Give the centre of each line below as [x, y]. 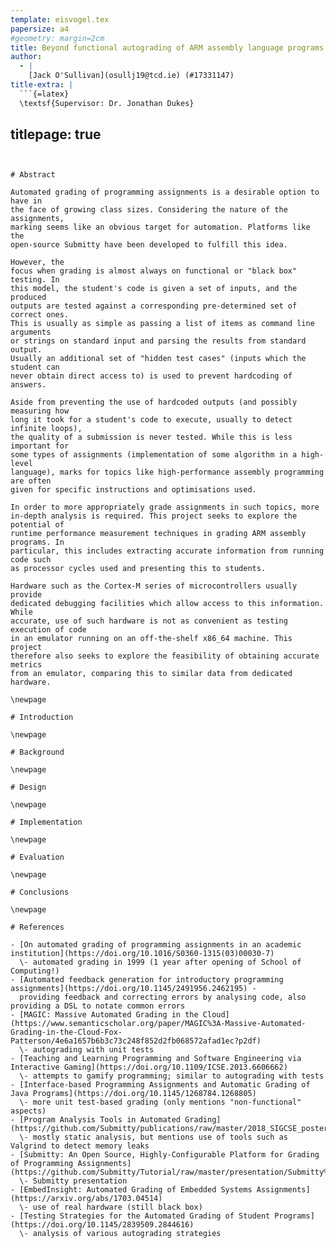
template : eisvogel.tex [60, 19]
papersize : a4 [40, 29]
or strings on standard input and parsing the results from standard [158, 341]
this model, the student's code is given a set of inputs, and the [154, 289]
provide [26, 595]
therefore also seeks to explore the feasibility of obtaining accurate [165, 656]
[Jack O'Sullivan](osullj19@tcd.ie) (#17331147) [131, 76]
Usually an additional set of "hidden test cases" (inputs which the [158, 359]
